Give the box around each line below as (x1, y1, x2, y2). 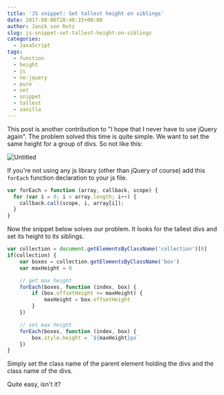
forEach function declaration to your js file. (7, 173, 128, 182)
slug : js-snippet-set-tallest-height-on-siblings (7, 29, 153, 36)
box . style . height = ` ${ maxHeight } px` (32, 334, 139, 341)
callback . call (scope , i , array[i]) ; (19, 200, 125, 206)
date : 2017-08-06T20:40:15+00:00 (7, 17, 103, 23)
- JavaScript (13, 42, 51, 49)
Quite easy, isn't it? (7, 380, 61, 389)
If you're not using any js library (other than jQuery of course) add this (7, 166, 205, 174)
